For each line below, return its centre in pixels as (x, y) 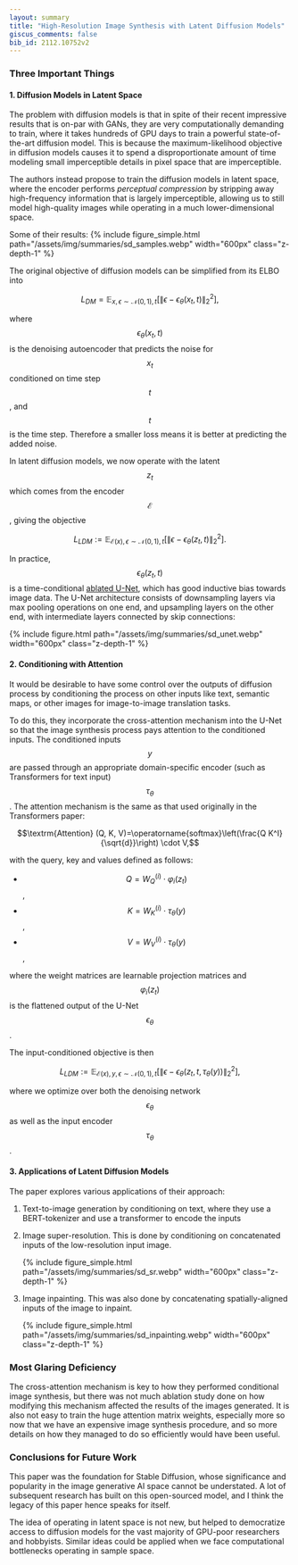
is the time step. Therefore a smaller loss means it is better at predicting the (148, 435)
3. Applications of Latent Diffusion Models (89, 1171)
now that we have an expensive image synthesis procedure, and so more (144, 1424)
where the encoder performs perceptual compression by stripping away (142, 189)
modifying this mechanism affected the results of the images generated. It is (149, 1405)
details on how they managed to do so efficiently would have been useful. (145, 1434)
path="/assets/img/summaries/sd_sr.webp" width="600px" (131, 1271)
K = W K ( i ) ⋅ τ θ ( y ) (157, 911)
